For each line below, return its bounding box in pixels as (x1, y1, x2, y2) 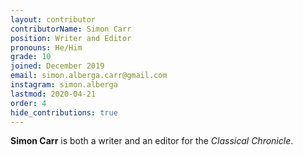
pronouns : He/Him (10, 42, 83, 53)
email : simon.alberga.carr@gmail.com (10, 71, 168, 81)
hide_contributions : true (10, 107, 118, 118)
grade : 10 (10, 52, 52, 62)
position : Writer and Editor (10, 33, 132, 43)
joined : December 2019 (10, 61, 105, 71)
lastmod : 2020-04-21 (10, 89, 97, 99)
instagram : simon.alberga (10, 80, 118, 90)
